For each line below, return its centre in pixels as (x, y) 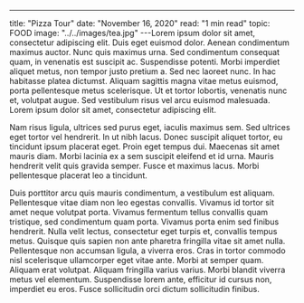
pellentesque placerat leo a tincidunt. (78, 175)
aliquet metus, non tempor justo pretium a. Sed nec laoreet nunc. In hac (143, 71)
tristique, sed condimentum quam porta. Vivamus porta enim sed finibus (144, 222)
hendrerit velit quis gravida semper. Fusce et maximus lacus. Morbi (134, 166)
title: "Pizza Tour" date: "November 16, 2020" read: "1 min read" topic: (140, 23)
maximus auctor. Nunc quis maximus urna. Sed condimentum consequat (145, 52)
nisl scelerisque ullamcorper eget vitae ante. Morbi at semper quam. (137, 260)
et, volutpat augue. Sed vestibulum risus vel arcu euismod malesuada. (140, 100)
